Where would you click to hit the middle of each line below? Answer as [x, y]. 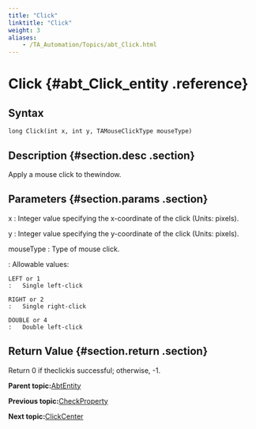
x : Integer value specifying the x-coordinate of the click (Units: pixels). [124, 218]
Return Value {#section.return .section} [108, 351]
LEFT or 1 [24, 278]
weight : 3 [24, 30]
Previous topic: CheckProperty [58, 401]
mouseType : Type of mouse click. [64, 249]
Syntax [26, 113]
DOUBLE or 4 [28, 320]
